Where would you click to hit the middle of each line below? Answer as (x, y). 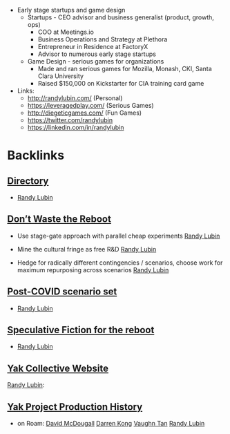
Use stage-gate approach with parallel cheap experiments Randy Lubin (118, 236)
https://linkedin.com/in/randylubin (76, 128)
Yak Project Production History (75, 407)
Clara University (61, 76)
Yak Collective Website (58, 368)
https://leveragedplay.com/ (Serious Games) (90, 105)
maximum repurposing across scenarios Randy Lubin (93, 270)
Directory (28, 181)
